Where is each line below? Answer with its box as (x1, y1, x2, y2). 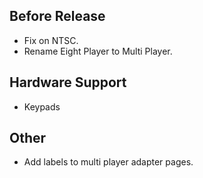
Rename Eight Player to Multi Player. (23, 45, 173, 57)
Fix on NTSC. (23, 34, 79, 46)
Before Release (9, 8, 106, 25)
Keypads (23, 100, 61, 113)
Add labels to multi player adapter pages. (23, 156, 194, 168)
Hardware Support (9, 74, 127, 91)
